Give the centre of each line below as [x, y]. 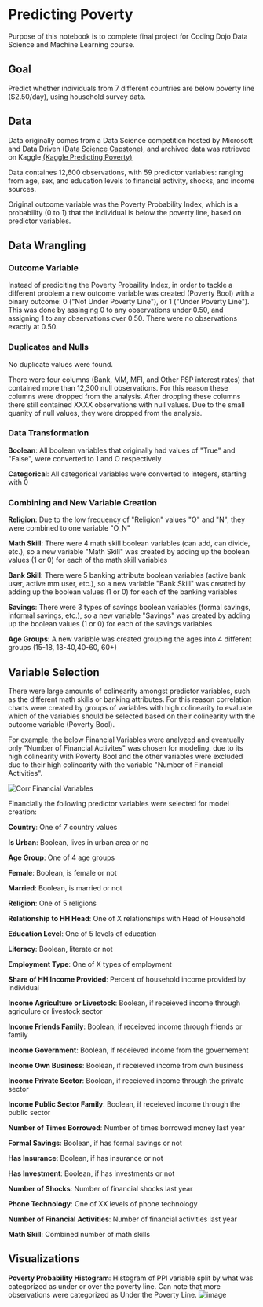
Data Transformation [49, 433]
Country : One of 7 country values [63, 827]
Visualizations [44, 1259]
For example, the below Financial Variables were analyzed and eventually [126, 740]
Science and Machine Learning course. [71, 44]
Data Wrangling [47, 245]
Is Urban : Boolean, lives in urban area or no [79, 842]
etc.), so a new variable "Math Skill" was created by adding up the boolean [129, 552]
